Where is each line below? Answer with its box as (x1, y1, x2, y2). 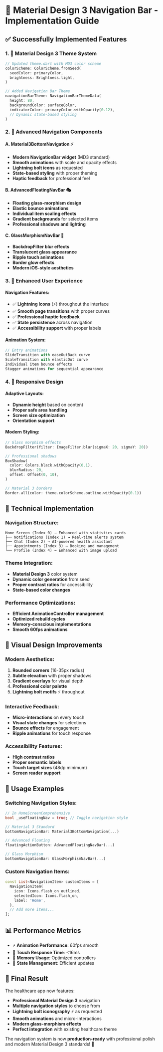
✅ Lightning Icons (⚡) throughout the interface (12, 301, 109, 307)
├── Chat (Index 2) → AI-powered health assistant (5, 539, 113, 544)
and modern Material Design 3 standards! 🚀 (5, 1041, 95, 1047)
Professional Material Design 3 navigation (12, 997, 100, 1003)
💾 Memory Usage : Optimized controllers (12, 955, 96, 961)
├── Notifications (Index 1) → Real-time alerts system (5, 535, 124, 540)
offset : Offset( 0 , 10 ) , (9, 472, 59, 477)
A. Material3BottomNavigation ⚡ (5, 141, 74, 147)
